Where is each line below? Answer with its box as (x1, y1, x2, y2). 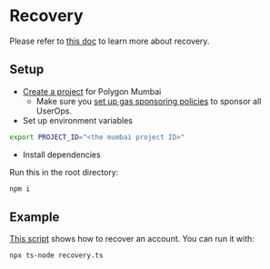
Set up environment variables (22, 115, 134, 125)
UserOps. (35, 105, 73, 116)
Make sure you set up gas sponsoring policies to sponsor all (35, 95, 262, 106)
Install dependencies (22, 149, 102, 160)
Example (9, 209, 60, 224)
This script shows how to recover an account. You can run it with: (9, 234, 255, 244)
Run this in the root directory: (9, 166, 119, 177)
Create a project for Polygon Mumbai (22, 85, 162, 96)
